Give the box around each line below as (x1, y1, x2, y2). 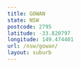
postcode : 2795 (7, 23, 52, 30)
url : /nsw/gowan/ (7, 43, 58, 50)
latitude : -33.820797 (7, 29, 71, 37)
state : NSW (7, 17, 39, 24)
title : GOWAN (7, 10, 46, 17)
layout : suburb (7, 50, 52, 57)
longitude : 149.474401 (7, 36, 74, 43)
